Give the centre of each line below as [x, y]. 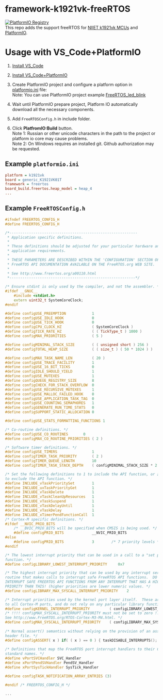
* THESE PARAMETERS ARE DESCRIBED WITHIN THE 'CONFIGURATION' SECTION [80, 260]
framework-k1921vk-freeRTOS [68, 9]
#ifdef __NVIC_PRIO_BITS [30, 524]
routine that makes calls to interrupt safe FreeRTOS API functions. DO [81, 578]
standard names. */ [25, 654]
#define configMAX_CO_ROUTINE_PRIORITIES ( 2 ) [54, 439]
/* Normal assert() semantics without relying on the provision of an [78, 631]
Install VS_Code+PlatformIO [40, 75]
